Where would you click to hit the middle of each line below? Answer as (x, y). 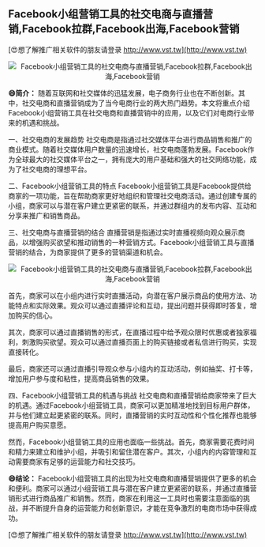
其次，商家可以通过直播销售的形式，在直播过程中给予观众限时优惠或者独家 (129, 332)
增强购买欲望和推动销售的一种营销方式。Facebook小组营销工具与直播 (142, 242)
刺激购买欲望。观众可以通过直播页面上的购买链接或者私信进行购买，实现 (139, 341)
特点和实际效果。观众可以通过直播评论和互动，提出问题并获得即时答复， (132, 305)
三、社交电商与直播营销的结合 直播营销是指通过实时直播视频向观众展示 (123, 232)
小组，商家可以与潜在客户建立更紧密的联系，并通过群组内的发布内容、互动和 (132, 206)
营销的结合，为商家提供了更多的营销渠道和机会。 (88, 252)
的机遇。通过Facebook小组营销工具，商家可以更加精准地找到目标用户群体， (131, 405)
